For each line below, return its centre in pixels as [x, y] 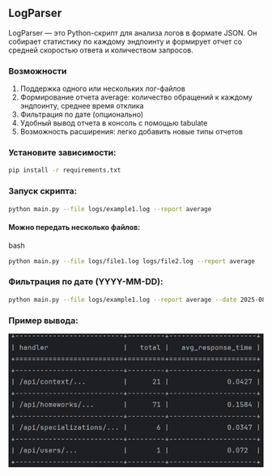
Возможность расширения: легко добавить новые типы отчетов [131, 132]
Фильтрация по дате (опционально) [82, 115]
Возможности [38, 70]
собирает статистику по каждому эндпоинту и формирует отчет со [125, 41]
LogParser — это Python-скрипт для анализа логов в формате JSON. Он [133, 32]
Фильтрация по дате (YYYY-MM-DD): [86, 282]
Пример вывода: [43, 321]
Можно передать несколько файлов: [74, 227]
